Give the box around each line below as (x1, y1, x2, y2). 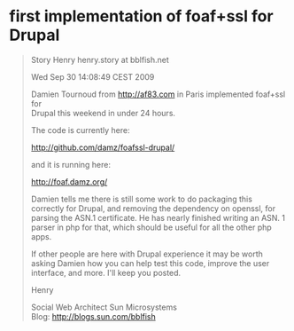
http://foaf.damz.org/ (30, 176, 108, 187)
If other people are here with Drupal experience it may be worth (30, 248, 264, 259)
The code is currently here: (30, 124, 130, 135)
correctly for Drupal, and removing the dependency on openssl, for (30, 202, 276, 214)
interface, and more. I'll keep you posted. (30, 267, 182, 278)
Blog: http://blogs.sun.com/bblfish (30, 311, 157, 321)
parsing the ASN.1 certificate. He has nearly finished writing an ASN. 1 (30, 212, 286, 223)
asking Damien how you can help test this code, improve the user (30, 257, 270, 268)
